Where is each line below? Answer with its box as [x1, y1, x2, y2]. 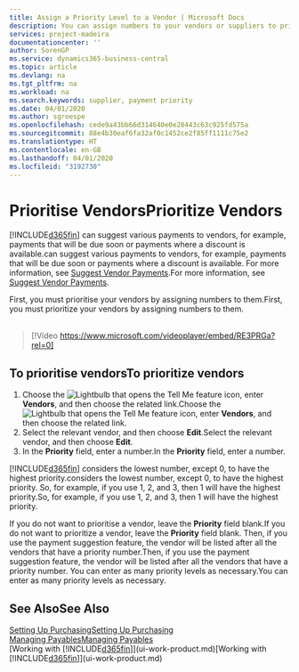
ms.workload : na [9, 87, 69, 96]
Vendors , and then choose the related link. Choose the [21, 399, 222, 409]
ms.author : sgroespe [9, 112, 86, 121]
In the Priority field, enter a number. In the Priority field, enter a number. [21, 446, 287, 457]
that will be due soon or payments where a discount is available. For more [9, 258, 279, 269]
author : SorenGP [9, 46, 69, 55]
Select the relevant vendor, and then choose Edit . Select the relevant [21, 427, 273, 438]
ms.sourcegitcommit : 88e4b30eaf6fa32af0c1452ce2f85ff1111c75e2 [9, 129, 249, 138]
